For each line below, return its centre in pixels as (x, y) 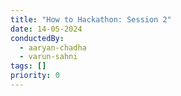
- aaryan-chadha (53, 47)
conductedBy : (37, 38)
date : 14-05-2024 (46, 29)
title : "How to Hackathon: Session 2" (91, 19)
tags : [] (28, 66)
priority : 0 (35, 76)
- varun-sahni (48, 57)
